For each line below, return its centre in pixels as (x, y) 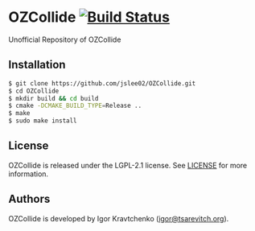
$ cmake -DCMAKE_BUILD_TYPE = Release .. (75, 106)
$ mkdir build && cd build (53, 98)
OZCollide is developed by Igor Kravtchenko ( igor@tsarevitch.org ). (119, 218)
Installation (37, 65)
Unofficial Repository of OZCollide (65, 39)
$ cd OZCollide (34, 91)
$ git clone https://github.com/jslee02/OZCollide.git (102, 83)
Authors (29, 199)
